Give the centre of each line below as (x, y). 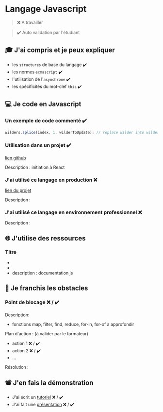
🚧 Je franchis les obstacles (47, 288)
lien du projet (18, 190)
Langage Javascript (46, 9)
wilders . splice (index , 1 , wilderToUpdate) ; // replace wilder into (75, 133)
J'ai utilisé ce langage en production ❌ (51, 180)
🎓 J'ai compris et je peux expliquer (60, 50)
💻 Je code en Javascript (43, 104)
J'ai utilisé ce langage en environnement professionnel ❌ (73, 212)
